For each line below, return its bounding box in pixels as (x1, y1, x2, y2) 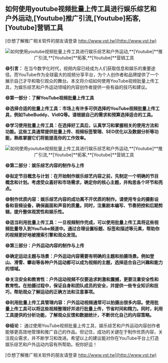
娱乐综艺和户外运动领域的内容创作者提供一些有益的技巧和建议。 (18, 84, 150, 90)
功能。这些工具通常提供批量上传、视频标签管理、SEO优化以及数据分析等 (5, 128, 154, 134)
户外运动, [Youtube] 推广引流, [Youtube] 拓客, (5, 14, 141, 23)
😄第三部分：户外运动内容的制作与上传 (5, 242, 84, 248)
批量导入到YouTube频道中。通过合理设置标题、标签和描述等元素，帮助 (9, 225, 155, 231)
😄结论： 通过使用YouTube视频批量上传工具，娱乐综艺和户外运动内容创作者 (5, 322, 160, 328)
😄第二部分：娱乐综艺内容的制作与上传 (5, 162, 84, 168)
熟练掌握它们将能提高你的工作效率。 (13, 135, 88, 141)
